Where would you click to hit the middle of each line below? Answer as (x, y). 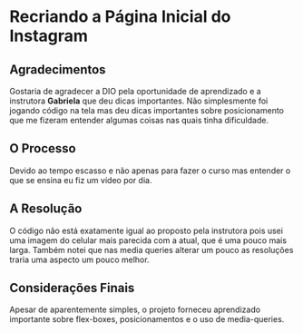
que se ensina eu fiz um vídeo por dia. (81, 180)
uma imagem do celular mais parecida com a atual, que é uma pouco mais (148, 240)
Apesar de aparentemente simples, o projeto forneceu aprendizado (135, 309)
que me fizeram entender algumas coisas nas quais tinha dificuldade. (139, 120)
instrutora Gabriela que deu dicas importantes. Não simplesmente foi (139, 101)
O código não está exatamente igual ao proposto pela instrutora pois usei (147, 230)
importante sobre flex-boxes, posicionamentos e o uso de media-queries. (147, 319)
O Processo (43, 148)
